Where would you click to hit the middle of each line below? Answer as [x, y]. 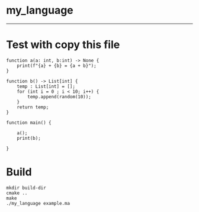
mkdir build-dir [26, 188]
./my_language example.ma [38, 203]
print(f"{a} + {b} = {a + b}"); [57, 66]
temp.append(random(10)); [60, 97]
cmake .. [17, 193]
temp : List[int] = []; [46, 86]
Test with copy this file [63, 45]
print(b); [29, 138]
